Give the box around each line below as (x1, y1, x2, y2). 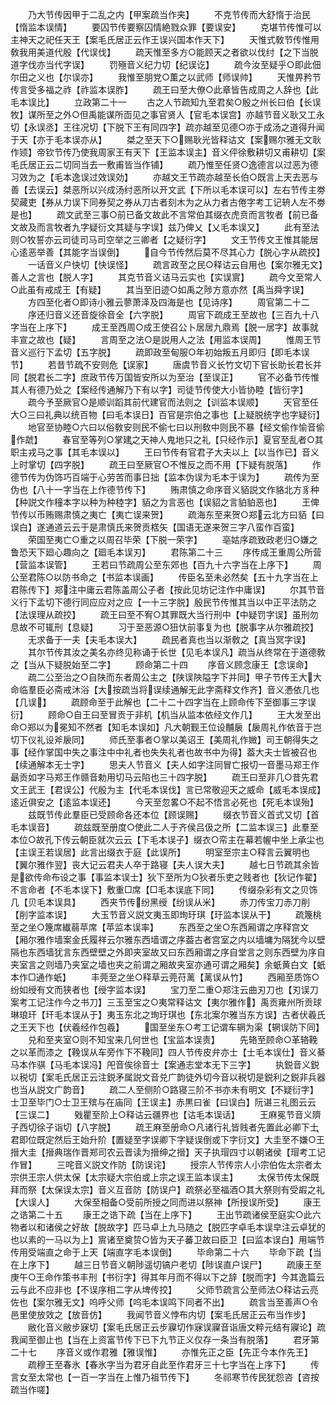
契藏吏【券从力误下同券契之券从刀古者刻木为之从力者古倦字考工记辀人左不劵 (10, 196, 326, 208)
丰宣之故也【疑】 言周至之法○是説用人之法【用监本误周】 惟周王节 (10, 334, 322, 345)
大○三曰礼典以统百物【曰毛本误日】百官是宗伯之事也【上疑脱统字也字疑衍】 (10, 409, 325, 420)
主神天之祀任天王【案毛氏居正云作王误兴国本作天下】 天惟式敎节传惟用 (10, 34, 320, 45)
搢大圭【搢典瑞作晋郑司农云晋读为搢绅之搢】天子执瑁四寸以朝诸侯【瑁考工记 (10, 1146, 326, 1158)
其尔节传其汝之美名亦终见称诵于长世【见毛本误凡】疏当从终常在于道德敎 (27, 646, 326, 658)
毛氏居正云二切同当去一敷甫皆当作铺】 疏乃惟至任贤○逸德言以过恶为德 (10, 159, 319, 170)
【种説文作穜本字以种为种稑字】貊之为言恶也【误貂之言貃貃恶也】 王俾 (10, 496, 320, 508)
